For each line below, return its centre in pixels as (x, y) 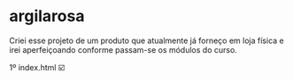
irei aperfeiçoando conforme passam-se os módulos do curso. (123, 49)
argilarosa (47, 16)
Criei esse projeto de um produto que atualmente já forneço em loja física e (147, 40)
